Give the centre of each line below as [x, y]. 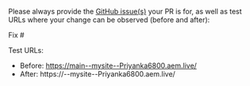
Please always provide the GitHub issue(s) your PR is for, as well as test [125, 11]
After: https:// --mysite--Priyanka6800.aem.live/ [98, 74]
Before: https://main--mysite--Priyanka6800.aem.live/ [108, 65]
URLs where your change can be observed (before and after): [109, 20]
